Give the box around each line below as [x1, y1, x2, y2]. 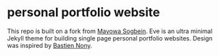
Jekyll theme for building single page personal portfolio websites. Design [7, 34, 213, 42]
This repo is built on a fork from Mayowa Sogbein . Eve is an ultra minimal [7, 27, 213, 35]
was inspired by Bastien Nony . [7, 41, 92, 49]
